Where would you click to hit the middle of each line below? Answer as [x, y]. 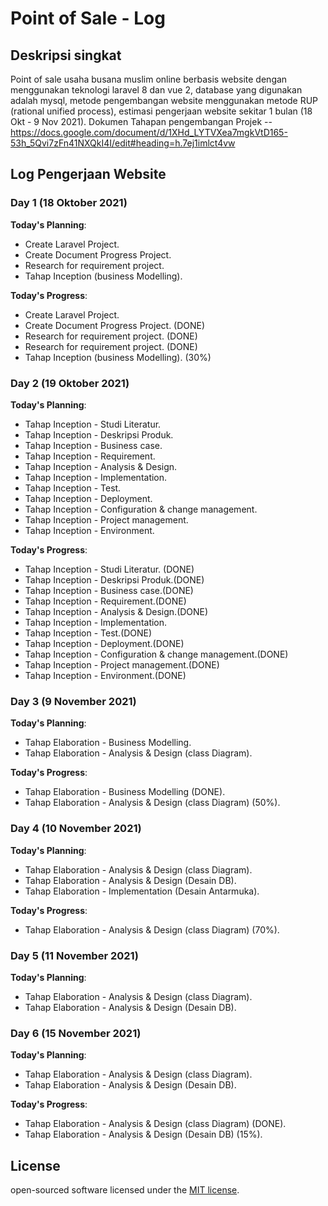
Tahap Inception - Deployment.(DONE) [104, 643]
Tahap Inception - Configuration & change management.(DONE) [156, 654]
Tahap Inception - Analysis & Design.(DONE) [116, 611]
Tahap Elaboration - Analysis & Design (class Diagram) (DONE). [155, 1124]
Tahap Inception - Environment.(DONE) [105, 675]
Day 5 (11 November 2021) [74, 955]
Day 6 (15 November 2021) [76, 1033]
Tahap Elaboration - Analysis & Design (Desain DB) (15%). [143, 1134]
